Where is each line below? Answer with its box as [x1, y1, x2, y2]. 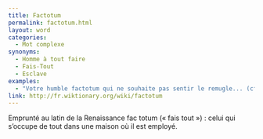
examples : [8, 77, 41, 85]
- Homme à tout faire [15, 56, 86, 64]
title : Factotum [8, 11, 61, 20]
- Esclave [15, 70, 47, 78]
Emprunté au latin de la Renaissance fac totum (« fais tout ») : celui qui [8, 113, 236, 123]
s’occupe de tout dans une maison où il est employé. [8, 122, 178, 131]
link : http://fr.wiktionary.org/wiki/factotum [8, 92, 163, 100]
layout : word [8, 26, 51, 34]
